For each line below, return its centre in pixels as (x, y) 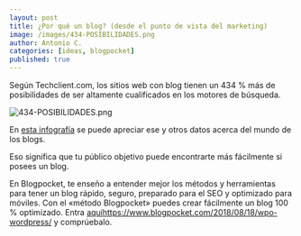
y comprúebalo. (83, 222)
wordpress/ (31, 222)
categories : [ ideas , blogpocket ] (72, 51)
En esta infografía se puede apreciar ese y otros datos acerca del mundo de (150, 130)
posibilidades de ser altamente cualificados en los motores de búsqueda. (145, 95)
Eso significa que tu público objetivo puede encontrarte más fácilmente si (146, 157)
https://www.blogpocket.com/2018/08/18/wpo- (190, 212)
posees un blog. (39, 166)
